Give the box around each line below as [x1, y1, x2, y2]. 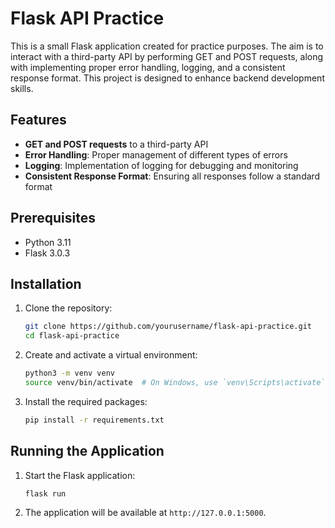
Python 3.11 [24, 236, 72, 248]
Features [10, 112, 67, 129]
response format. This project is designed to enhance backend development [10, 72, 325, 84]
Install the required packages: [24, 395, 148, 407]
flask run [24, 488, 67, 499]
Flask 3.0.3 [24, 247, 71, 259]
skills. [10, 82, 34, 94]
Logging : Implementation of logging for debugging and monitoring [24, 159, 299, 171]
